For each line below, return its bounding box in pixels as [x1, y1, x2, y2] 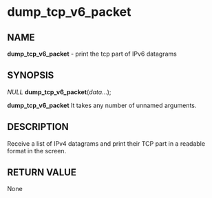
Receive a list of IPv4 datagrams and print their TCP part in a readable [7, 139, 205, 148]
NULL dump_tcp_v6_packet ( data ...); [7, 87, 112, 96]
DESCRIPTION [7, 121, 69, 133]
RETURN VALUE [7, 166, 77, 179]
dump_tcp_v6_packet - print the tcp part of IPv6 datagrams [7, 49, 177, 58]
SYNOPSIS [7, 69, 54, 81]
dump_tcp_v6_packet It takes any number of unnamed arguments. [7, 101, 197, 109]
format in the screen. [7, 146, 67, 155]
